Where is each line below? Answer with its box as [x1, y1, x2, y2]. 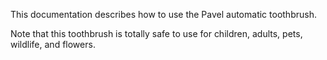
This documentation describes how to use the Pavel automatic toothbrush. [10, 9, 317, 20]
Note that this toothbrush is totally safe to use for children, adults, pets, [10, 28, 303, 39]
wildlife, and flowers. [10, 39, 96, 50]
